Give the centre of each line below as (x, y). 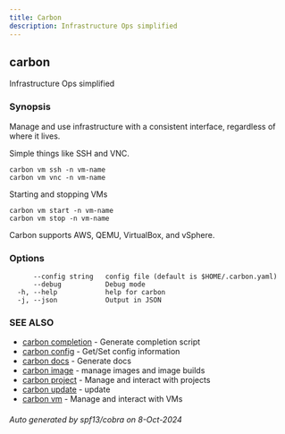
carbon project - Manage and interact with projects (116, 380)
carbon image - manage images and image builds (113, 370)
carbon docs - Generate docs (77, 361)
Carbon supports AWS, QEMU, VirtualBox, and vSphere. (112, 234)
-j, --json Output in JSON (90, 300)
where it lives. (35, 136)
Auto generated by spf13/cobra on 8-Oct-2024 (96, 419)
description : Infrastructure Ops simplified (93, 26)
